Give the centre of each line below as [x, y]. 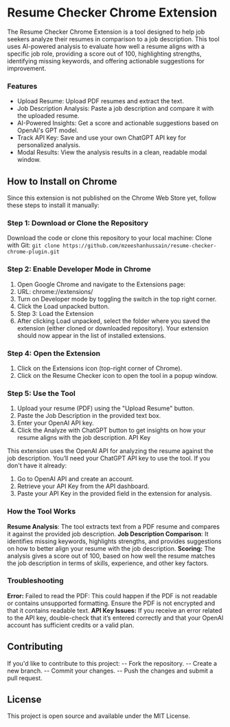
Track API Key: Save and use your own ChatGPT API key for [102, 138]
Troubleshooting [35, 581]
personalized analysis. [49, 145]
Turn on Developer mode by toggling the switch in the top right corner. [117, 299]
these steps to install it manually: [53, 205]
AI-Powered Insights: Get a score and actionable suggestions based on [117, 123]
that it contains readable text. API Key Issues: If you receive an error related [115, 610]
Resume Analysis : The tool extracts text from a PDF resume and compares [113, 526]
